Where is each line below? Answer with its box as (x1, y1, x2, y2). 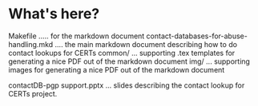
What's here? (8, 5, 100, 23)
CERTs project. (8, 88, 58, 98)
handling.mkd (8, 39, 54, 49)
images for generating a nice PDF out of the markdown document (8, 65, 225, 74)
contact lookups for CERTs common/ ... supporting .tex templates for (8, 48, 236, 57)
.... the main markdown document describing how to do (54, 39, 238, 49)
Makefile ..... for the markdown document (8, 31, 145, 41)
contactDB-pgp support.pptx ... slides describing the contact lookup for (8, 80, 245, 90)
